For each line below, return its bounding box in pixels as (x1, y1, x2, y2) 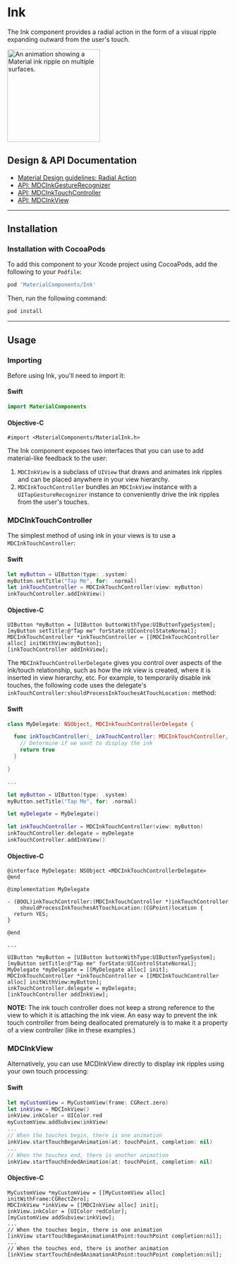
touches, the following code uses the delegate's (7, 681, 147, 690)
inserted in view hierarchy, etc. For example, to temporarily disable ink (7, 673, 212, 682)
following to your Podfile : (7, 268, 83, 276)
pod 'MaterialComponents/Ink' (7, 281, 97, 288)
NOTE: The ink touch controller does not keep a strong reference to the (7, 1004, 215, 1012)
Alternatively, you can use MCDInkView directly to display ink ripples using (7, 1059, 224, 1068)
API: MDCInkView (17, 196, 69, 204)
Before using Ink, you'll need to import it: (7, 371, 126, 379)
